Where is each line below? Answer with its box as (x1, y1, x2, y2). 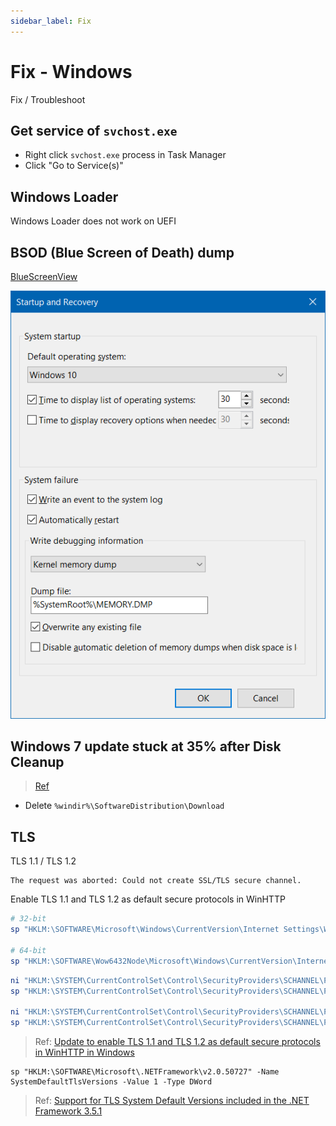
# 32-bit (10, 914, 47, 924)
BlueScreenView (10, 271, 78, 282)
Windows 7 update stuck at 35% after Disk (10, 738, 282, 755)
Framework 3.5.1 (34, 1105, 103, 1117)
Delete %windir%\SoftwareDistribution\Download (24, 800, 225, 812)
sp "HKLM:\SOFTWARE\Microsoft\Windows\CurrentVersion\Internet (10, 925, 280, 935)
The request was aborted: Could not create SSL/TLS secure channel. (10, 876, 302, 886)
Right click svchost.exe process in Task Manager (24, 149, 227, 161)
